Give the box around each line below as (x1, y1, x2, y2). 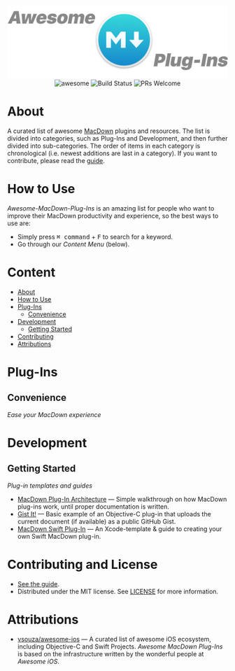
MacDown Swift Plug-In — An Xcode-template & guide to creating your (17, 524, 222, 533)
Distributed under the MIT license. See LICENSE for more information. (17, 587, 219, 595)
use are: (7, 219, 31, 227)
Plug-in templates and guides (7, 481, 93, 490)
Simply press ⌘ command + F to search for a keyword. (17, 232, 173, 241)
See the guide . (17, 579, 60, 588)
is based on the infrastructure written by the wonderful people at (17, 649, 204, 658)
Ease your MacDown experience (7, 410, 101, 418)
